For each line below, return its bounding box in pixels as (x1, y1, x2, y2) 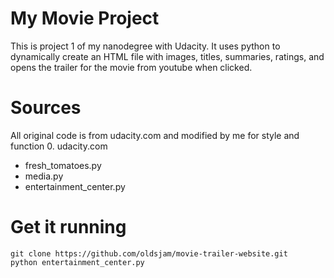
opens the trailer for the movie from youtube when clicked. (10, 61, 253, 73)
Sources (10, 97, 82, 119)
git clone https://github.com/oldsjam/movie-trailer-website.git (10, 248, 288, 259)
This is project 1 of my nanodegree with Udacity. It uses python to (10, 40, 281, 52)
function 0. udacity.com (10, 140, 108, 152)
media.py (24, 170, 64, 182)
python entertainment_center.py (10, 257, 145, 267)
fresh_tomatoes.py (24, 159, 102, 171)
